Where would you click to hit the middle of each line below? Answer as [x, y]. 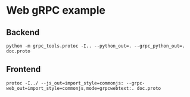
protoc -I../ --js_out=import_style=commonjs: [65, 83]
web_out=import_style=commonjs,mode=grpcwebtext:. [70, 88]
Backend [23, 32]
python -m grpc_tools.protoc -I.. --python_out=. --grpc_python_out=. [96, 46]
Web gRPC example [56, 10]
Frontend [24, 69]
